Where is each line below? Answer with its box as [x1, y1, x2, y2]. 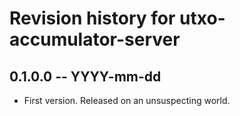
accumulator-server [9, 28, 181, 51]
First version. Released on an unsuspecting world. [23, 95, 231, 106]
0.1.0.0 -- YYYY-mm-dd [9, 68, 162, 85]
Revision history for [9, 7, 176, 30]
